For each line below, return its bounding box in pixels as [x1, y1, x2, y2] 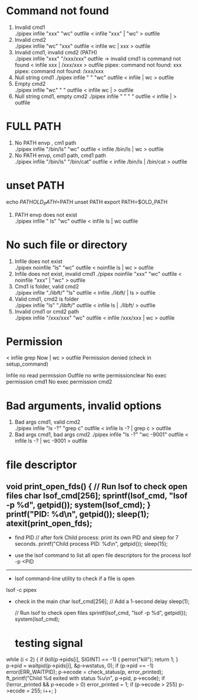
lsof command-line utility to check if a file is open [14, 575, 135, 582]
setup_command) [6, 360, 49, 367]
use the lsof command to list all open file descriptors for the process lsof [14, 552, 192, 559]
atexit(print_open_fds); [6, 519, 93, 528]
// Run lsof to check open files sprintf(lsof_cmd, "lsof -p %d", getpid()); [14, 610, 187, 617]
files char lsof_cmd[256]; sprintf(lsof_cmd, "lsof [6, 491, 188, 500]
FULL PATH [6, 120, 62, 134]
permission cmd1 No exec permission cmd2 [6, 378, 113, 385]
